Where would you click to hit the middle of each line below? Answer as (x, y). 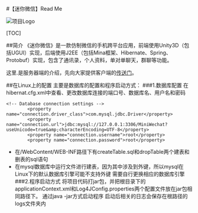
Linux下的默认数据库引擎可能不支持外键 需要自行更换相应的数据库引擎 (100, 174)
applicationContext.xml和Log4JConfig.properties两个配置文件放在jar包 (101, 189)
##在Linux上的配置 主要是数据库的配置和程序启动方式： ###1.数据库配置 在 (98, 85)
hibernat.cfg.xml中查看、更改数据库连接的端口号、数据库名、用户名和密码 (96, 93)
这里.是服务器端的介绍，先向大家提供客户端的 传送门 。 (72, 72)
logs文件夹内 (30, 204)
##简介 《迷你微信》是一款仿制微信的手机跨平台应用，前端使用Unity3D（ (95, 45)
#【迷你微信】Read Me (34, 9)
